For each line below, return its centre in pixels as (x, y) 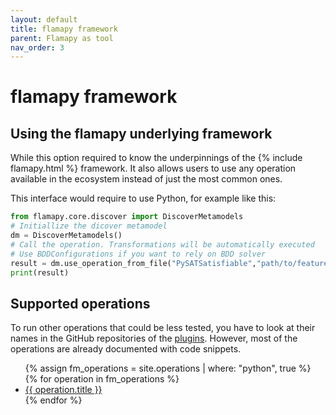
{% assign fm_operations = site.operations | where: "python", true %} (168, 368)
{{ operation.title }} (63, 390)
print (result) (40, 272)
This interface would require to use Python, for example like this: (143, 198)
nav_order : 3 (37, 47)
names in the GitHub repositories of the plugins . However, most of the (154, 338)
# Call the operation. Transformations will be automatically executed (162, 244)
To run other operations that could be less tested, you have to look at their (163, 328)
